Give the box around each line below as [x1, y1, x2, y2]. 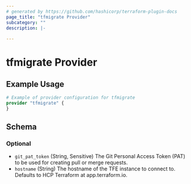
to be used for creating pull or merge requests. [14, 159, 128, 166]
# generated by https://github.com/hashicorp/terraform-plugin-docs [6, 8, 177, 15]
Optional [6, 139, 31, 148]
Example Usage [6, 79, 65, 89]
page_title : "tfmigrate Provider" [6, 14, 91, 20]
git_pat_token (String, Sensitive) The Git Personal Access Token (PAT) [14, 153, 186, 160]
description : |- [6, 25, 46, 31]
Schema [6, 122, 37, 132]
